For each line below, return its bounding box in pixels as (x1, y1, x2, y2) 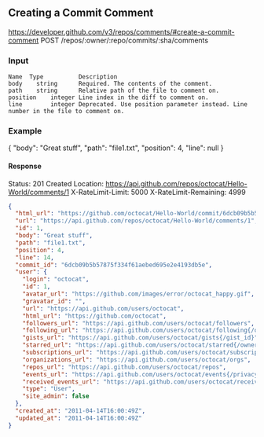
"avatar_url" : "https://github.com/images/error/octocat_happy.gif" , (22, 290, 255, 298)
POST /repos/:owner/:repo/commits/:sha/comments (40, 35, 209, 45)
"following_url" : (22, 326, 79, 335)
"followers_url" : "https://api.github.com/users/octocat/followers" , (22, 319, 255, 327)
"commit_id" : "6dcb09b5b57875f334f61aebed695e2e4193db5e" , (15, 261, 213, 269)
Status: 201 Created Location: (8, 178, 104, 188)
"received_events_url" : (22, 377, 101, 386)
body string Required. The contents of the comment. (8, 80, 213, 88)
